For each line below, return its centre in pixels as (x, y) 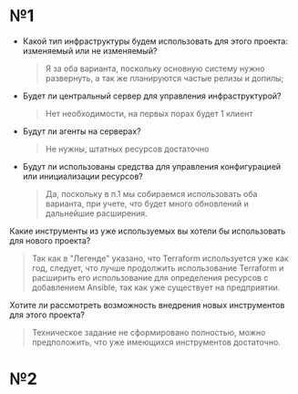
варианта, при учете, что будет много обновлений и (147, 203)
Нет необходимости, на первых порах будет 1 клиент (149, 113)
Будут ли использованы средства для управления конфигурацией (152, 166)
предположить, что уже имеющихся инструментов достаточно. (156, 342)
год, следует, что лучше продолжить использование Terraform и (158, 268)
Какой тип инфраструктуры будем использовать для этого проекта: (155, 41)
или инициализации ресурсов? (82, 176)
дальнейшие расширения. (96, 213)
